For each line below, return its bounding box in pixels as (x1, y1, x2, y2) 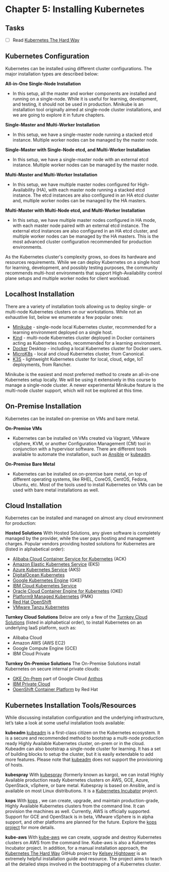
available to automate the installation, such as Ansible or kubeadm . (12, 451, 152, 457)
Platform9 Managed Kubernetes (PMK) (12, 593, 93, 600)
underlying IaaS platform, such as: (5, 625, 77, 631)
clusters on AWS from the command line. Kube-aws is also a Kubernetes (5, 840, 156, 846)
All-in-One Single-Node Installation (5, 80, 81, 86)
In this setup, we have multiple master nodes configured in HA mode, (12, 217, 156, 223)
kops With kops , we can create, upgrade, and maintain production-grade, (5, 798, 160, 804)
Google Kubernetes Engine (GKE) (12, 577, 82, 583)
